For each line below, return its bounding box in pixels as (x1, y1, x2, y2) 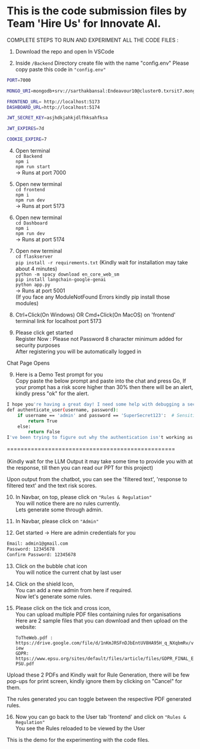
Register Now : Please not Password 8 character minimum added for (15, 336, 183, 343)
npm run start (15, 164, 50, 170)
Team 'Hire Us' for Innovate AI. (7, 17, 161, 30)
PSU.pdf (15, 660, 34, 666)
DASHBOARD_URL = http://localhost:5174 (7, 104, 100, 110)
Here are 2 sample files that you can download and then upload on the (15, 617, 188, 624)
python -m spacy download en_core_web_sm (15, 271, 119, 277)
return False (28, 429, 61, 435)
